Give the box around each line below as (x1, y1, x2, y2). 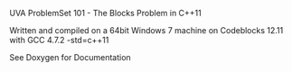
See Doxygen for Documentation (9, 52, 131, 62)
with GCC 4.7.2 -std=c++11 (9, 35, 109, 45)
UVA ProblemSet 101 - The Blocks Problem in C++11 (9, 8, 202, 18)
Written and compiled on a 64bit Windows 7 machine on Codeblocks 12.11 (9, 25, 284, 35)
